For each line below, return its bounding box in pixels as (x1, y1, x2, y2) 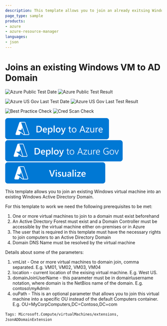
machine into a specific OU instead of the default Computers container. (12, 296, 159, 302)
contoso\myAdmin (12, 285, 50, 291)
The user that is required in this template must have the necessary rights (12, 229, 161, 235)
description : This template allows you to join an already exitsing (5, 8, 150, 13)
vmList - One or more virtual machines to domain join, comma (12, 259, 139, 265)
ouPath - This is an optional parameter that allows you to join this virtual (12, 291, 160, 297)
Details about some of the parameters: (5, 249, 84, 255)
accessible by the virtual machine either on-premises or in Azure (12, 223, 145, 229)
